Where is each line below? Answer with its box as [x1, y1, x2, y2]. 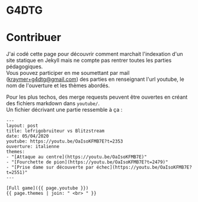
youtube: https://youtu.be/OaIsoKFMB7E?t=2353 [6, 138, 123, 144]
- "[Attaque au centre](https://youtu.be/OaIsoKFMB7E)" [6, 154, 147, 160]
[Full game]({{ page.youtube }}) [6, 185, 89, 191]
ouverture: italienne [6, 144, 60, 150]
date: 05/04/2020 [6, 133, 49, 140]
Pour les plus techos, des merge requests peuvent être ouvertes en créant [6, 93, 188, 101]
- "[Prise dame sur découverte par [6, 165, 94, 171]
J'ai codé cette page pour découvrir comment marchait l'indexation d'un [6, 50, 183, 58]
